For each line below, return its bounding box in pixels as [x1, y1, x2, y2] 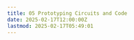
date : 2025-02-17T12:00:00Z [7, 16, 88, 23]
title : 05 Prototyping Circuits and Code [7, 9, 128, 17]
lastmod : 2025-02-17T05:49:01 [7, 22, 94, 29]
